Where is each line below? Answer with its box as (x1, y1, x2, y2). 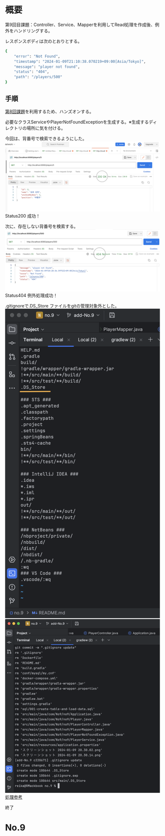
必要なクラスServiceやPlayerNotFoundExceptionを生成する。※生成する (5, 119, 149, 125)
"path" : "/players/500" (14, 75, 63, 80)
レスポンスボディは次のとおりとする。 (5, 38, 82, 44)
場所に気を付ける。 (26, 125, 65, 131)
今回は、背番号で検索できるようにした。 (5, 136, 87, 141)
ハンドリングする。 (13, 28, 53, 33)
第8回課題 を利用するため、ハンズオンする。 (5, 109, 94, 114)
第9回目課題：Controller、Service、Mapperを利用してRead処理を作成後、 (5, 22, 156, 28)
